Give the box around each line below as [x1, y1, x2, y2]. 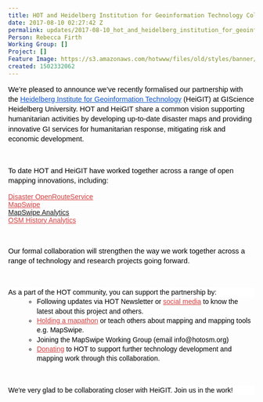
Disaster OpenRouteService [8, 192, 94, 201]
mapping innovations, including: [8, 176, 109, 185]
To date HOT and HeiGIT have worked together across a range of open [8, 166, 234, 176]
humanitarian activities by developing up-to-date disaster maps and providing [8, 114, 252, 124]
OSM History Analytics [8, 215, 77, 224]
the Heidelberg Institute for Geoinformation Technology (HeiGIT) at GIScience [8, 95, 254, 103]
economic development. [8, 134, 85, 143]
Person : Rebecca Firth [8, 33, 82, 42]
